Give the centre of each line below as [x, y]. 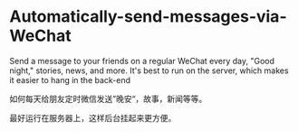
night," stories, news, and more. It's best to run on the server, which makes [149, 71]
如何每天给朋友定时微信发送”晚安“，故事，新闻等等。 [108, 99]
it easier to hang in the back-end [70, 80]
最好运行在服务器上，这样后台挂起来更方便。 [93, 118]
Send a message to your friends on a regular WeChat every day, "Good [142, 61]
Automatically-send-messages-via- [148, 17]
